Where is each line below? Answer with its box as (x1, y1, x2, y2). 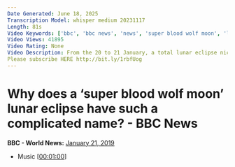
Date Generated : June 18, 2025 (7, 10, 99, 17)
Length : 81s (7, 23, 42, 30)
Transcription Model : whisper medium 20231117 (7, 17, 145, 24)
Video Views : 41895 (7, 36, 64, 43)
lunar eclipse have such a (7, 101, 159, 116)
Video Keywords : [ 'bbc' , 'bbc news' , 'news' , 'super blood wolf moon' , (7, 29, 220, 37)
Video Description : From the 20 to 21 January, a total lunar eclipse (7, 50, 218, 57)
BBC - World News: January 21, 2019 (7, 138, 115, 147)
